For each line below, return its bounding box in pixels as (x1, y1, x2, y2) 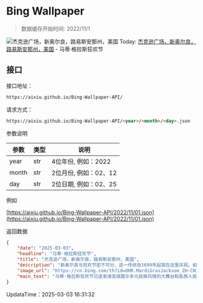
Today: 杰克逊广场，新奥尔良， (119, 37, 196, 45)
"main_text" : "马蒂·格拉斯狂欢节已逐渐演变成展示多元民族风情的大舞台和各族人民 (17, 273, 198, 279)
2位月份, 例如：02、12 (51, 168, 117, 177)
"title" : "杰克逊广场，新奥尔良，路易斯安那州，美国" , (17, 256, 140, 262)
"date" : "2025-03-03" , (17, 245, 74, 252)
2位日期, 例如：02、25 (51, 180, 117, 188)
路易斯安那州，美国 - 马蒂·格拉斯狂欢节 (6, 45, 104, 53)
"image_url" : (17, 267, 50, 273)
